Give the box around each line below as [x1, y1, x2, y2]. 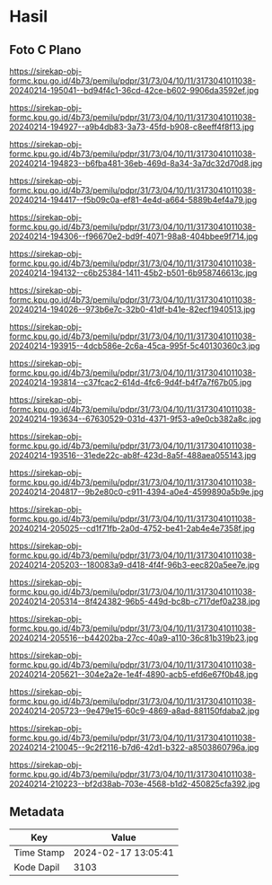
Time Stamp [13, 846, 66, 859]
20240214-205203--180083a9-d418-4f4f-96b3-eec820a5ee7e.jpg [9, 560, 260, 570]
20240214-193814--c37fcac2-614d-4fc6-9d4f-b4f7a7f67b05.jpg [9, 377, 252, 387]
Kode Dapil [13, 861, 60, 873]
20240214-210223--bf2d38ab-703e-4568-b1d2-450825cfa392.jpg [9, 779, 260, 789]
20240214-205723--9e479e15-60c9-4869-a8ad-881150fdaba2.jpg [9, 705, 260, 716]
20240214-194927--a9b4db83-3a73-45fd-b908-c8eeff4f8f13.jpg [9, 121, 254, 132]
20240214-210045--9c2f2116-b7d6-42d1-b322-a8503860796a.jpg [9, 742, 259, 752]
